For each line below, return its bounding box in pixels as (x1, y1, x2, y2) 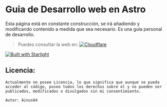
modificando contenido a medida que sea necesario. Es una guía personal (5, 26, 162, 32)
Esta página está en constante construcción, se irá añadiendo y (5, 20, 140, 27)
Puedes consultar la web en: (17, 41, 79, 47)
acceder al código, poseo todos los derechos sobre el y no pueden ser (5, 84, 162, 89)
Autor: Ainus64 (5, 97, 38, 103)
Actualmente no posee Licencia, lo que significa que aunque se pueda (5, 79, 160, 85)
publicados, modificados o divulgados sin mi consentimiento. (5, 89, 141, 94)
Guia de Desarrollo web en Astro (5, 4, 146, 15)
